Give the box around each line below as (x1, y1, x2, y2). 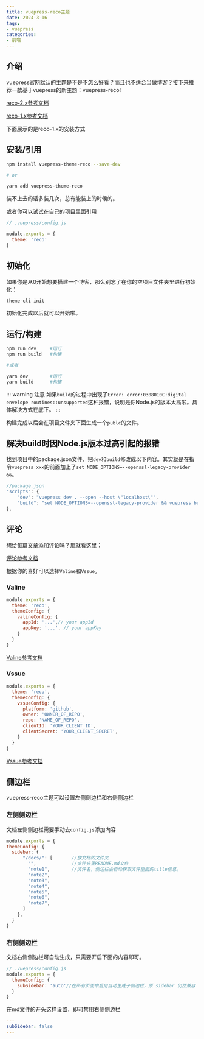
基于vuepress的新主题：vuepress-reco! (22, 86, 121, 93)
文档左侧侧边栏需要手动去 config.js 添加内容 (6, 826, 117, 833)
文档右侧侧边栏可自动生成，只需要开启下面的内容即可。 (6, 954, 144, 960)
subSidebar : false (6, 1024, 53, 1030)
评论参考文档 (6, 554, 38, 562)
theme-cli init (6, 298, 45, 304)
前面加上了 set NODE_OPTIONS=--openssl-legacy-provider (49, 463, 191, 471)
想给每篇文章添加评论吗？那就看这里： (6, 541, 102, 549)
